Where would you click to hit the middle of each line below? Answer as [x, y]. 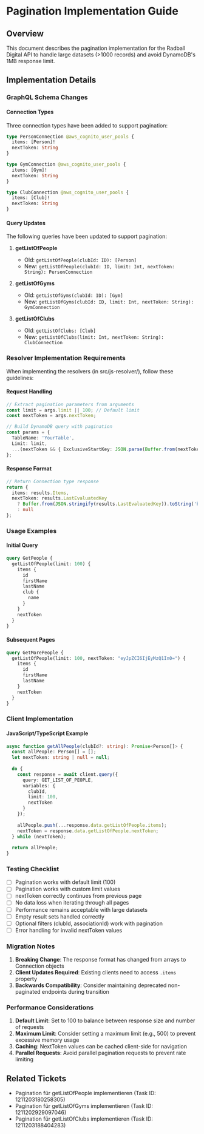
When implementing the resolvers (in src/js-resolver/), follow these [90, 371]
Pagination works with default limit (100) [65, 882]
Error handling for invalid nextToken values [69, 930]
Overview [25, 34]
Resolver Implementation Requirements [66, 358]
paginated [28, 992]
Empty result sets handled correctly [60, 916]
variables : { [39, 786]
